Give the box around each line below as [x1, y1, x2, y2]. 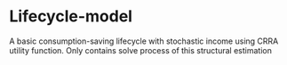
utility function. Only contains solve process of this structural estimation [9, 45, 273, 55]
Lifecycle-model [9, 6, 133, 27]
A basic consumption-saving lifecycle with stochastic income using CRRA [9, 36, 279, 46]
